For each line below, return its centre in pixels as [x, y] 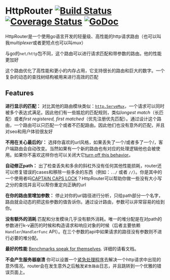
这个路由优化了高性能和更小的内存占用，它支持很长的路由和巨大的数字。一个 [85, 71]
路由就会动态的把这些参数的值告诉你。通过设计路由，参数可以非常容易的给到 [85, 202]
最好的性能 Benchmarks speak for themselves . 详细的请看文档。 [72, 249]
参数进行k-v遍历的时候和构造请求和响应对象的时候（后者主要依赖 [73, 225]
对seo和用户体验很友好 [29, 131]
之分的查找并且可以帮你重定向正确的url [46, 185]
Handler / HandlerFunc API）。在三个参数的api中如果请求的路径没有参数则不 [81, 231]
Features [19, 93]
